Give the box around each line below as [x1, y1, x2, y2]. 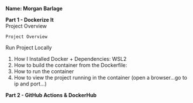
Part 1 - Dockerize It [5, 16, 54, 23]
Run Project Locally [5, 44, 52, 51]
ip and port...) [13, 80, 47, 87]
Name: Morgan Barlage [5, 5, 63, 12]
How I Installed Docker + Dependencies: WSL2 [13, 56, 127, 62]
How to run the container [13, 68, 74, 75]
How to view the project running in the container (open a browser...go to [13, 74, 188, 81]
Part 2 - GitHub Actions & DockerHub [5, 92, 97, 98]
